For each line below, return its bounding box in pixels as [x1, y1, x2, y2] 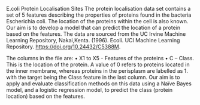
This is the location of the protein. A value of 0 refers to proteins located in [6, 61, 190, 68]
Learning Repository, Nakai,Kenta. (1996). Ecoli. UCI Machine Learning [6, 37, 180, 44]
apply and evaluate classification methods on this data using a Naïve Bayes [6, 80, 192, 87]
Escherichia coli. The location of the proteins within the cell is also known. [6, 18, 189, 24]
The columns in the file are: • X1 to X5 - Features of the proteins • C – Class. [6, 55, 195, 61]
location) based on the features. [6, 92, 86, 100]
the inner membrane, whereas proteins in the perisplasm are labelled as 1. [6, 67, 189, 74]
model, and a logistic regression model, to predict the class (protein [6, 87, 173, 93]
